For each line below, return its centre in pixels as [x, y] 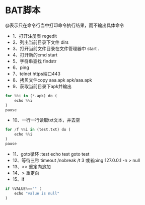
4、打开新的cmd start [35, 55]
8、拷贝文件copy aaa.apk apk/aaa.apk [52, 80]
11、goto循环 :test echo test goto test [51, 154]
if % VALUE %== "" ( [23, 189]
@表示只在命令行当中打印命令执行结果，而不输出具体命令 [65, 25]
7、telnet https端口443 [36, 74]
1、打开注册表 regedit [34, 36]
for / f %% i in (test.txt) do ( [38, 130]
